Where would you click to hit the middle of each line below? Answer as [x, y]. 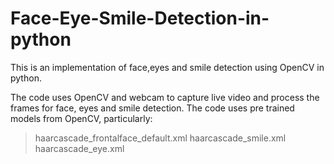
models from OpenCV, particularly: [81, 118]
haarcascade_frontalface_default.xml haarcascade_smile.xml [160, 138]
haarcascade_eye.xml [79, 148]
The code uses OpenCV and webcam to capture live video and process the [165, 97]
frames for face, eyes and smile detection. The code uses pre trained [152, 108]
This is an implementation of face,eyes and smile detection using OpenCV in [167, 67]
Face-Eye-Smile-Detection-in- [140, 18]
